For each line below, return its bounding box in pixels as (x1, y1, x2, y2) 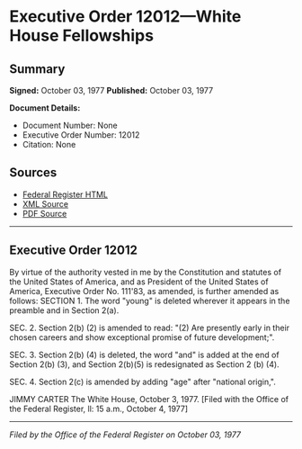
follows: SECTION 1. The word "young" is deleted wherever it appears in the (9, 295, 290, 306)
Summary (9, 61, 66, 76)
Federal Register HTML (22, 189, 109, 200)
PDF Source (22, 208, 67, 219)
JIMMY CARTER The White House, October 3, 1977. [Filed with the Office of (9, 393, 289, 404)
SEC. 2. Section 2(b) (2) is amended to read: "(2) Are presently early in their (9, 322, 290, 333)
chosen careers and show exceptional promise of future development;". (9, 331, 275, 343)
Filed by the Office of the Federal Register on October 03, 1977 (9, 429, 241, 440)
